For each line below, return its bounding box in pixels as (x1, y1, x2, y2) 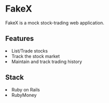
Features (5, 34, 34, 43)
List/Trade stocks (12, 47, 48, 54)
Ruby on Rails (12, 86, 40, 92)
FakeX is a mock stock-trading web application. (5, 20, 104, 26)
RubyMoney (12, 92, 37, 98)
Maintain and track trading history (12, 59, 82, 65)
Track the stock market (12, 53, 60, 59)
